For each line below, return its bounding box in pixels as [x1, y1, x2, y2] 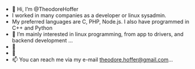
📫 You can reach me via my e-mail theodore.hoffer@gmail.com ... [11, 56, 174, 63]
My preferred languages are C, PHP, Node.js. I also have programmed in [11, 18, 190, 25]
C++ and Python [11, 24, 52, 31]
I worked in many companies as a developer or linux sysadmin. [11, 12, 167, 19]
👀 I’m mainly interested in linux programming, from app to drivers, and [11, 31, 184, 38]
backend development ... [11, 37, 73, 44]
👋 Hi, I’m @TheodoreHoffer [11, 6, 79, 12]
